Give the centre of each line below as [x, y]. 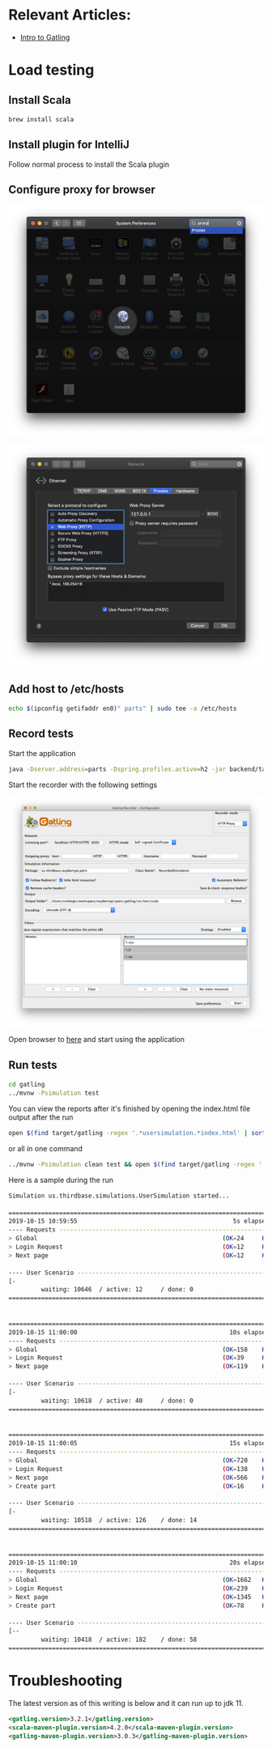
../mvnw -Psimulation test [54, 1093]
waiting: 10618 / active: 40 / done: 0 [117, 1401]
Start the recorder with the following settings [83, 785]
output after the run [41, 1117]
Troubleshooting [66, 1681]
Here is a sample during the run [61, 1180]
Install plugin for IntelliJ [69, 145]
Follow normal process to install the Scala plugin [89, 164]
